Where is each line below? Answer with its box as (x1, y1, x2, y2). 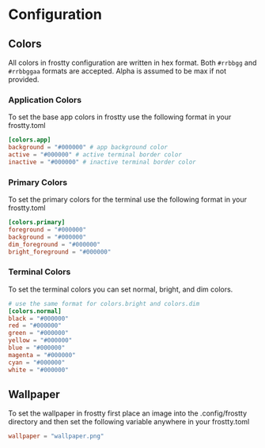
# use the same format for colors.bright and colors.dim (8, 299, 200, 307)
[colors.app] (8, 136, 51, 144)
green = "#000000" (8, 329, 69, 337)
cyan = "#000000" (8, 358, 66, 367)
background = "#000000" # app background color (8, 144, 168, 152)
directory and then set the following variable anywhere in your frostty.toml (8, 417, 250, 427)
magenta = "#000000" (8, 351, 77, 359)
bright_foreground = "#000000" (8, 247, 112, 256)
